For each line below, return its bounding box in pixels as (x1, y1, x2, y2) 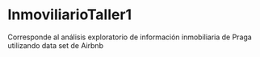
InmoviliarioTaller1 (7, 6, 132, 24)
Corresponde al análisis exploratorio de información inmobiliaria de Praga (7, 32, 252, 42)
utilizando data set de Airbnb (7, 40, 104, 50)
